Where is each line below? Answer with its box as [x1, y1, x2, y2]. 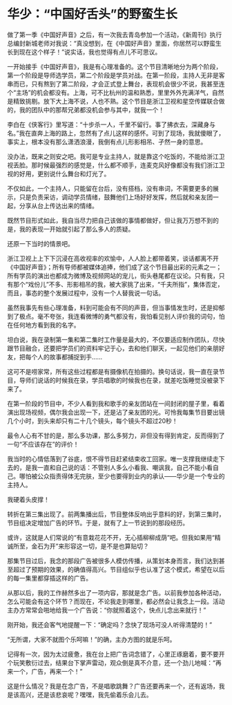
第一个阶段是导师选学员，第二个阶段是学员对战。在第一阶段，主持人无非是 [7, 70, 219, 79]
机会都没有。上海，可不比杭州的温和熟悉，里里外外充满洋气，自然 [37, 88, 224, 97]
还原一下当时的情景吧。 [7, 239, 74, 247]
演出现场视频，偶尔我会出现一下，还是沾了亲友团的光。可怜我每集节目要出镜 [7, 408, 225, 416]
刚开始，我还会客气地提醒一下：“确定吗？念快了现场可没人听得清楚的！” [7, 620, 213, 629]
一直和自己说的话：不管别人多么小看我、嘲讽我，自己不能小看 [37, 463, 213, 471]
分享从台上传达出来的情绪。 [19, 201, 98, 209]
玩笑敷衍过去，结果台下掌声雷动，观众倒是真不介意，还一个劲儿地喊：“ [12, 658, 216, 667]
